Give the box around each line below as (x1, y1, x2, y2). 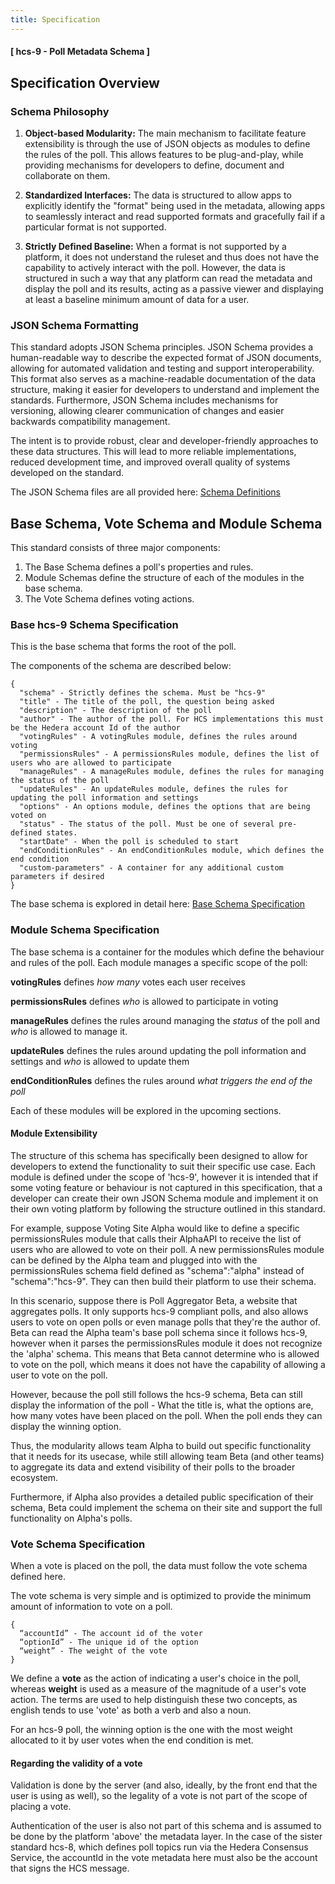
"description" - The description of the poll (19, 706, 213, 716)
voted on (10, 811, 47, 821)
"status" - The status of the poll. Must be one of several (19, 819, 275, 830)
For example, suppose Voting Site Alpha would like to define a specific (10, 1222, 300, 1234)
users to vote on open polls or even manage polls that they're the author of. (10, 1316, 321, 1328)
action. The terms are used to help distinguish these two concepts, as (10, 1694, 298, 1706)
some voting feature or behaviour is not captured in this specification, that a (10, 1181, 323, 1193)
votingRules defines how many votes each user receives (10, 976, 246, 988)
